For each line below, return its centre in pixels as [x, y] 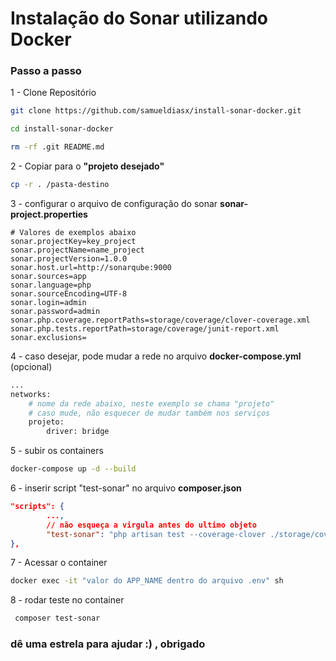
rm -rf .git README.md [57, 147]
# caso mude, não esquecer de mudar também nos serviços [149, 413]
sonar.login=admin [48, 302]
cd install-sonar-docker [62, 129]
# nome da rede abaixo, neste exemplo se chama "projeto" [151, 403]
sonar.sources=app [48, 276]
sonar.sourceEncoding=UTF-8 [69, 293]
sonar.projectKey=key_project [73, 241]
